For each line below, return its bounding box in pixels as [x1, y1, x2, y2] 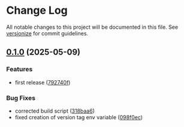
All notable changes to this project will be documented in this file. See [6, 23, 179, 31]
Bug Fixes [6, 93, 36, 102]
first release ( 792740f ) [14, 78, 71, 86]
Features [6, 65, 33, 74]
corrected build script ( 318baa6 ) [14, 107, 95, 114]
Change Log [6, 4, 68, 17]
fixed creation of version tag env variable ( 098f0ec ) [14, 113, 143, 120]
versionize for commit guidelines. [6, 29, 89, 37]
